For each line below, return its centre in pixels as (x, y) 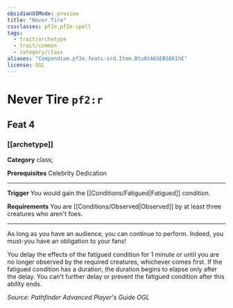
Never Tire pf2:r (55, 99)
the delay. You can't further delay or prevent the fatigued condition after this (116, 276)
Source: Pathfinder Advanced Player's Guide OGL (79, 297)
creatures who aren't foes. (45, 214)
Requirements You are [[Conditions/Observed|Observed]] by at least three (114, 206)
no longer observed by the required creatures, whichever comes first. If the (115, 262)
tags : (15, 33)
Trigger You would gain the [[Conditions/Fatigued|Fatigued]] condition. (109, 193)
